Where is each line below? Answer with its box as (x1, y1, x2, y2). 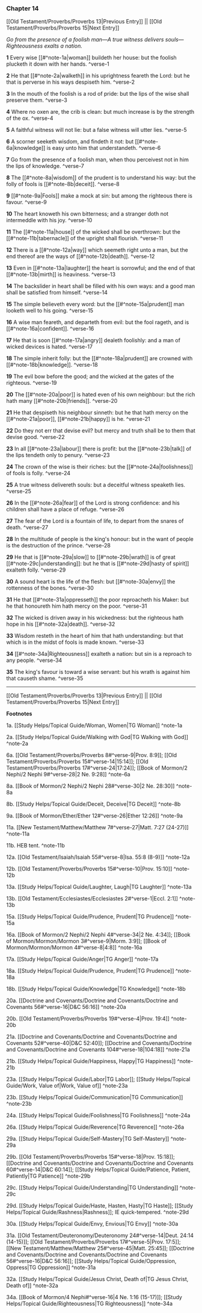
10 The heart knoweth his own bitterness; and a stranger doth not (6, 210, 169, 217)
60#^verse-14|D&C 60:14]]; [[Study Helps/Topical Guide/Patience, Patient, (6, 1166, 191, 1173)
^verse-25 (6, 488, 31, 495)
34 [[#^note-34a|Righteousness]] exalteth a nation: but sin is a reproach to (6, 650, 192, 658)
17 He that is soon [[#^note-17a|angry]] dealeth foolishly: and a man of (6, 337, 180, 344)
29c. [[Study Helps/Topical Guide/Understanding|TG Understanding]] (6, 1184, 179, 1191)
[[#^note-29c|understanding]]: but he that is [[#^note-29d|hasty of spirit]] (6, 560, 189, 567)
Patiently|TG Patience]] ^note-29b (6, 1173, 91, 1180)
